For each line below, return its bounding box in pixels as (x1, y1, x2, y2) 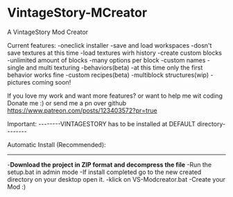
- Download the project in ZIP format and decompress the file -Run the (7, 160, 212, 169)
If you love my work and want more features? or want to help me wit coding (7, 92, 223, 100)
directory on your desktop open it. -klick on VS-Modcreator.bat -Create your (7, 175, 226, 183)
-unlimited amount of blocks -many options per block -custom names (7, 55, 206, 64)
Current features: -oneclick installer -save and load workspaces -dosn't (7, 41, 212, 49)
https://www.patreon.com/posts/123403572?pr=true (7, 106, 157, 114)
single (7, 63, 25, 71)
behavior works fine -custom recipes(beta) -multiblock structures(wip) (7, 71, 209, 79)
